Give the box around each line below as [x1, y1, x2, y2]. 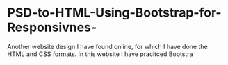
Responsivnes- [7, 19, 97, 35]
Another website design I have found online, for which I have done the [7, 42, 208, 50]
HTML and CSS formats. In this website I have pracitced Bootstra [7, 50, 193, 58]
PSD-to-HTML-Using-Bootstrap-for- [7, 5, 222, 21]
